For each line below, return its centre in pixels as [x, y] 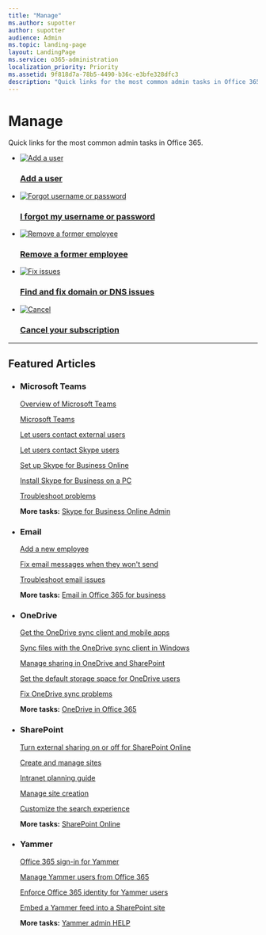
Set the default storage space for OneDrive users [100, 678]
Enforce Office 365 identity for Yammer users [94, 892]
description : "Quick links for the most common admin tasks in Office [127, 82]
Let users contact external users [72, 434]
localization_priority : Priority [63, 67]
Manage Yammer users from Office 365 [84, 876]
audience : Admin [35, 38]
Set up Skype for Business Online [74, 465]
